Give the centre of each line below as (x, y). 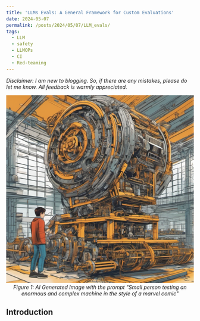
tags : (13, 32)
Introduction (30, 312)
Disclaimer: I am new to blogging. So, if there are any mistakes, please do (97, 80)
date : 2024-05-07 (28, 19)
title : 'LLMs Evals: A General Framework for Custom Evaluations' (90, 13)
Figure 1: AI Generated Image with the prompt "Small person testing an (100, 287)
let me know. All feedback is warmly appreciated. (67, 87)
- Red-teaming (29, 63)
